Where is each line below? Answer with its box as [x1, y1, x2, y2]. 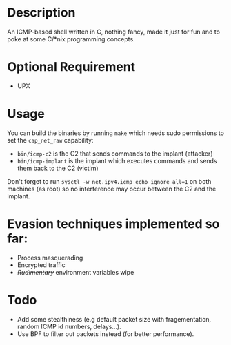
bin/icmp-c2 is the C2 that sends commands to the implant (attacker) [17, 149, 213, 158]
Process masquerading [17, 253, 83, 262]
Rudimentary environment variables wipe [17, 268, 134, 276]
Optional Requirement [7, 59, 136, 75]
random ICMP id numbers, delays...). [17, 322, 122, 331]
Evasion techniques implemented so [7, 216, 220, 231]
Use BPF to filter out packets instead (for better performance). [17, 329, 194, 338]
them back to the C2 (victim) [17, 164, 99, 172]
